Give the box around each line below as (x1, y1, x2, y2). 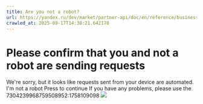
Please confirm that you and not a (6, 46, 179, 60)
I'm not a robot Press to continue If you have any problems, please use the (6, 85, 192, 92)
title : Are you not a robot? (6, 8, 80, 15)
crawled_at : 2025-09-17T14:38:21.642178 (6, 20, 110, 26)
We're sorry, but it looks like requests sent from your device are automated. (6, 79, 195, 86)
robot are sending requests (6, 58, 146, 72)
